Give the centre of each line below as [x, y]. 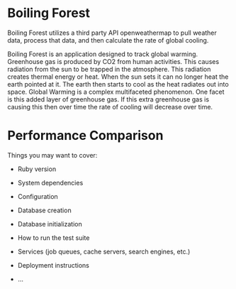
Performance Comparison [85, 136]
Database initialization [50, 224]
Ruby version [37, 169]
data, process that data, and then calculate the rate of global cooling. [108, 40]
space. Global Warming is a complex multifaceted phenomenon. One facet [116, 92]
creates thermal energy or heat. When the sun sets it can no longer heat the [118, 77]
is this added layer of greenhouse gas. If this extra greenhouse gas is [108, 99]
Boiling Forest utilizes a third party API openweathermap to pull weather [112, 33]
